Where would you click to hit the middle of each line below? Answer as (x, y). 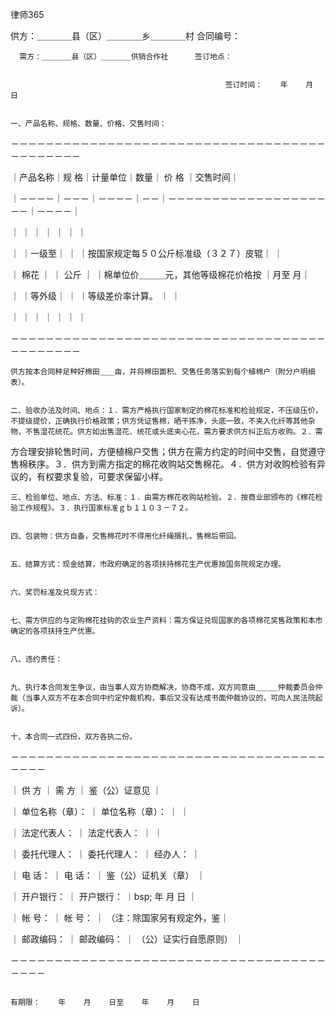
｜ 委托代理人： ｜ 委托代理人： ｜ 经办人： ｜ (105, 854)
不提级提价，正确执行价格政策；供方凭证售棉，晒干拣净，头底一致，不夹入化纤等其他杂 (163, 421)
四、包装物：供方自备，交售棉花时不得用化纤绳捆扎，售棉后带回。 (126, 536)
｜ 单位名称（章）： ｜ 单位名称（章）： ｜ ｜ (100, 811)
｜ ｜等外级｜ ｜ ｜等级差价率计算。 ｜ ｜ (95, 296)
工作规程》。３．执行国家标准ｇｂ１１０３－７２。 (105, 508)
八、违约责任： (36, 659)
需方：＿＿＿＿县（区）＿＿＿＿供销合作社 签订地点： (126, 57)
